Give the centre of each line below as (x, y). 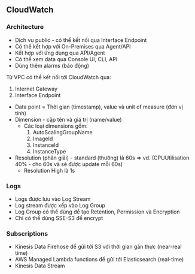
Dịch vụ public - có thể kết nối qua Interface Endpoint (81, 40)
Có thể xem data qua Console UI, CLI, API (66, 59)
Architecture (25, 27)
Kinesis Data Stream (40, 266)
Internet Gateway (36, 89)
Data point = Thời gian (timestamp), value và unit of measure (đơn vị (99, 107)
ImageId (43, 138)
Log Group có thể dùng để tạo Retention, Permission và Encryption (97, 212)
